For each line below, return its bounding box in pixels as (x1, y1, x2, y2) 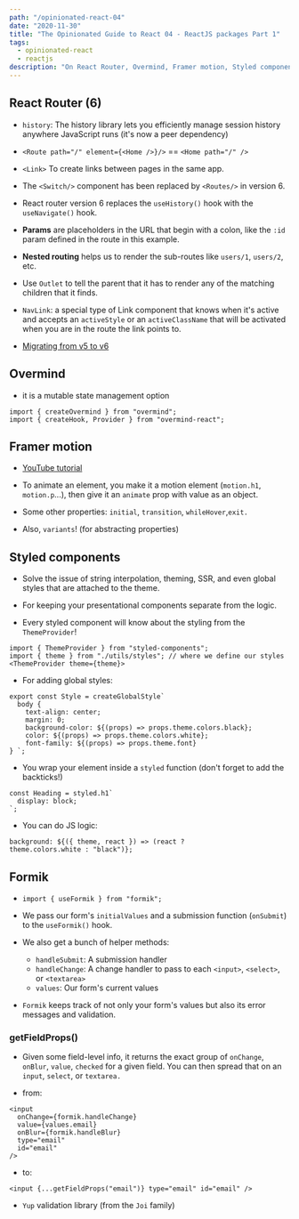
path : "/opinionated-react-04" (9, 12, 125, 22)
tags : (9, 37, 29, 47)
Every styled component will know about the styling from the (21, 618, 246, 628)
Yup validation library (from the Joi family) (21, 1200, 175, 1211)
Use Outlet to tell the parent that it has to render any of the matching (21, 278, 275, 288)
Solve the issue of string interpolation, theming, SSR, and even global (21, 573, 276, 584)
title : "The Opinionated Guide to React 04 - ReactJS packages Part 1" (9, 29, 280, 38)
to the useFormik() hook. (21, 919, 113, 930)
